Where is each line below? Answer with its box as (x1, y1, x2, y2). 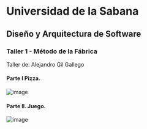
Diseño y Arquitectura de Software (6, 29, 141, 39)
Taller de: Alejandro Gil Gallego (6, 61, 85, 68)
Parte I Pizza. (6, 75, 41, 82)
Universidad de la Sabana (6, 4, 139, 18)
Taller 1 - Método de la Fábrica (6, 47, 98, 56)
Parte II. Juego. (6, 102, 46, 109)
